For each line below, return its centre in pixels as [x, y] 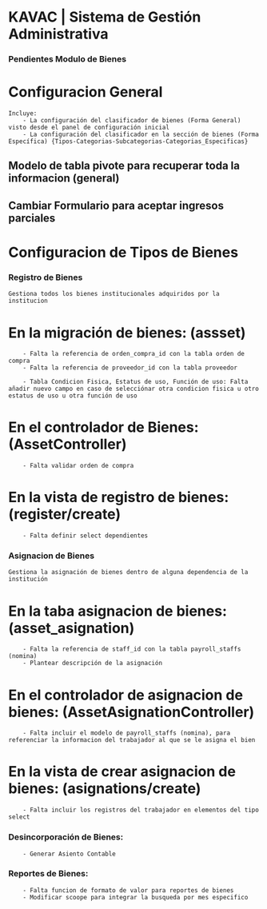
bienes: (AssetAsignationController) [132, 712]
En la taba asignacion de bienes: [118, 611]
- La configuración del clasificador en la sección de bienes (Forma [141, 135]
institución [28, 580]
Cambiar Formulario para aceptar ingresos [116, 205]
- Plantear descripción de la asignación [92, 664]
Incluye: [23, 114]
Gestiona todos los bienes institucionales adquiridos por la [114, 294]
